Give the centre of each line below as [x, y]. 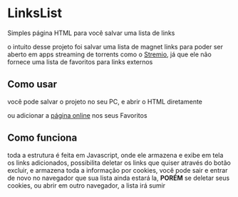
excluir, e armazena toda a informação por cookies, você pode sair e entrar [118, 170]
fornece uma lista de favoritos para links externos [80, 61]
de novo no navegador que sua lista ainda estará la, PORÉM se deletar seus [119, 178]
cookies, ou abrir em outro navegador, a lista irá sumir [87, 185]
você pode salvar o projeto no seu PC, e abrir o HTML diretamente [105, 101]
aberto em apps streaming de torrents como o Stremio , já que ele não [109, 54]
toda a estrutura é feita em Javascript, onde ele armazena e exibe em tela [115, 155]
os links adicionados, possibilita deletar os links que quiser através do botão [119, 163]
